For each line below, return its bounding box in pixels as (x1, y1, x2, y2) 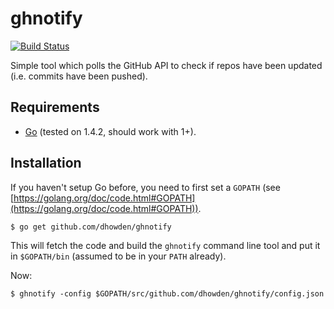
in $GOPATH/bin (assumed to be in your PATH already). (10, 250, 227, 262)
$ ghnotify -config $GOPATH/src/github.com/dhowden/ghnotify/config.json (10, 288, 325, 299)
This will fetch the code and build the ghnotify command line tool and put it (10, 239, 321, 251)
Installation (10, 155, 82, 172)
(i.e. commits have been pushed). (10, 70, 148, 82)
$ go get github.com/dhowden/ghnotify (10, 222, 172, 232)
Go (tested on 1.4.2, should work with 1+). (24, 125, 197, 137)
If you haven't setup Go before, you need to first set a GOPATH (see (10, 181, 281, 193)
